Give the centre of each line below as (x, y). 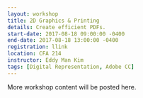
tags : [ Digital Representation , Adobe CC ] (71, 67)
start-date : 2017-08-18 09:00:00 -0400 (66, 34)
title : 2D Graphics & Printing (53, 21)
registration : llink (38, 47)
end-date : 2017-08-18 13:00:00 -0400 (63, 40)
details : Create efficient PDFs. (57, 27)
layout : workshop (33, 14)
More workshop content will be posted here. (72, 87)
